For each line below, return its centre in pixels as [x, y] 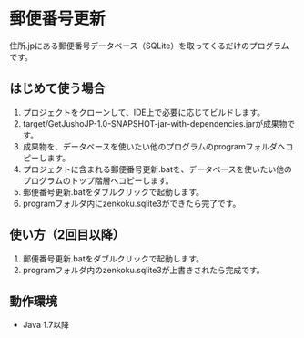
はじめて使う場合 [57, 89]
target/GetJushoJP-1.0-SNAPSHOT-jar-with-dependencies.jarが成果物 [155, 123]
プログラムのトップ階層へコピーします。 [98, 180]
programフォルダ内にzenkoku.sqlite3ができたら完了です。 [132, 203]
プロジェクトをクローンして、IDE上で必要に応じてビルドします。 [144, 112]
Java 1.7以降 [46, 325]
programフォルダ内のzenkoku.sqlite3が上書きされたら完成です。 [144, 270]
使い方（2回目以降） [67, 235]
